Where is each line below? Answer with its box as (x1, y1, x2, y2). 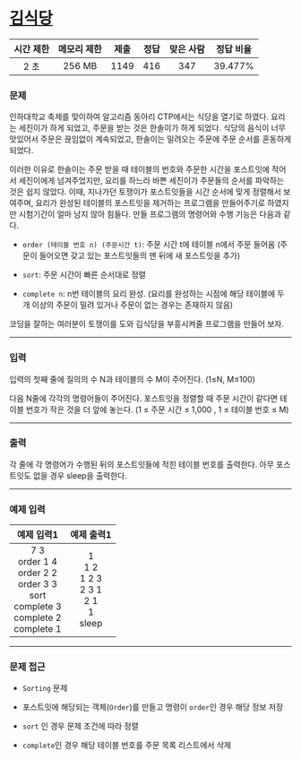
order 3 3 (17, 578, 58, 591)
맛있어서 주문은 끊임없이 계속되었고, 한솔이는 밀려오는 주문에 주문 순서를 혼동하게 (9, 134, 292, 144)
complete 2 (13, 611, 62, 624)
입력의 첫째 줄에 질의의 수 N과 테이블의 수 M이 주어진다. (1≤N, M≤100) (9, 374, 255, 384)
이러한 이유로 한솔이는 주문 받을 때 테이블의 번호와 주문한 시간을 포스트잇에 (9, 164, 271, 175)
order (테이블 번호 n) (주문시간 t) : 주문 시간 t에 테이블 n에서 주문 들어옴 (21, 239, 276, 250)
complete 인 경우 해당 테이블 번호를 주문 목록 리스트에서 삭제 (21, 740, 231, 751)
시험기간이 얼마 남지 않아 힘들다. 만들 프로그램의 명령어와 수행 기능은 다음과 (18, 209, 282, 220)
